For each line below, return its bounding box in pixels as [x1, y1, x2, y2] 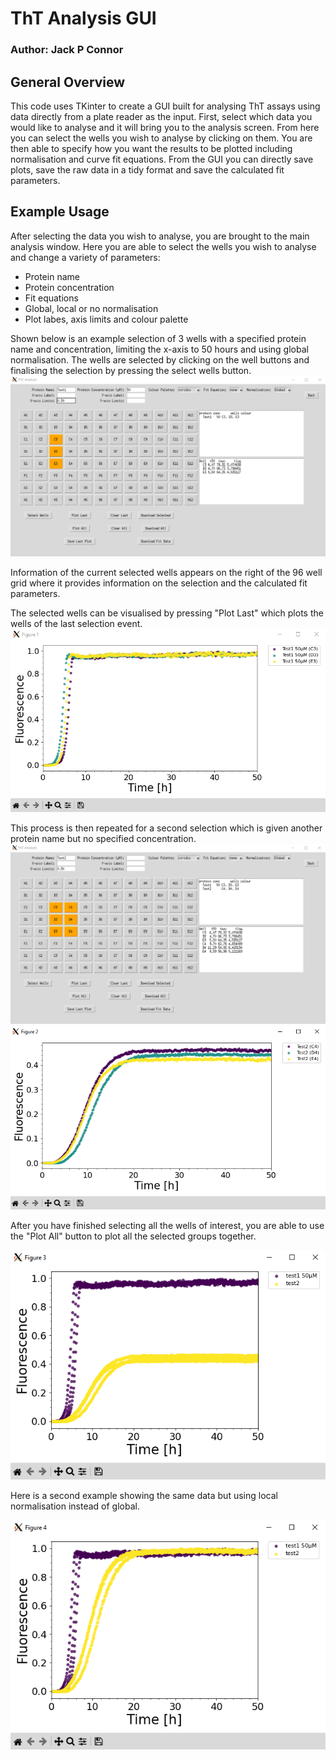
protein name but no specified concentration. [10, 832, 197, 844]
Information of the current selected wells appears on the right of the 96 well [10, 566, 323, 578]
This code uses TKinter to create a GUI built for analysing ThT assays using [10, 100, 321, 112]
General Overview [10, 73, 126, 91]
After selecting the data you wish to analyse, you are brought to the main [10, 230, 310, 242]
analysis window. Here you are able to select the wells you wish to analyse [10, 240, 317, 252]
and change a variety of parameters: [10, 251, 161, 263]
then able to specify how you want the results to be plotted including [10, 142, 293, 154]
